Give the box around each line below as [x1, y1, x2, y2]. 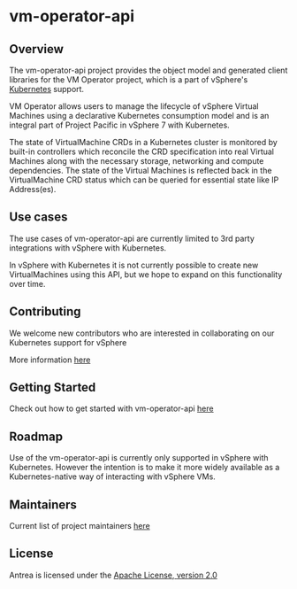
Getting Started [9, 380, 96, 395]
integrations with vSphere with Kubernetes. [9, 242, 167, 253]
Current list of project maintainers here [9, 521, 150, 531]
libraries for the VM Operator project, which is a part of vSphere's [9, 74, 248, 85]
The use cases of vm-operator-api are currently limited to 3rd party [9, 233, 255, 244]
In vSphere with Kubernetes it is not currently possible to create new [9, 260, 259, 270]
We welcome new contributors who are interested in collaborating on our [9, 328, 275, 338]
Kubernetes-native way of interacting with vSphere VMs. [9, 471, 217, 482]
